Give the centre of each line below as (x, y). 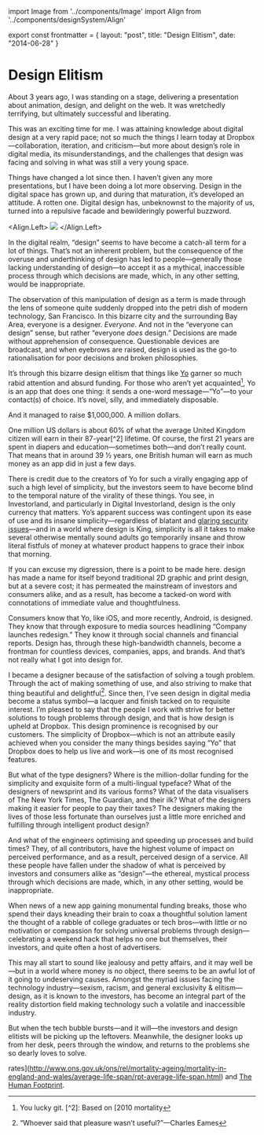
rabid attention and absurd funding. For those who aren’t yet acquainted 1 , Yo (132, 382)
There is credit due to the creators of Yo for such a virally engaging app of (128, 478)
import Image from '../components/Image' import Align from (105, 11)
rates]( (19, 1068)
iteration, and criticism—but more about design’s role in (150, 146)
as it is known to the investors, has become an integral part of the (140, 996)
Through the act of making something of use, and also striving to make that (130, 683)
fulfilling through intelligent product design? (79, 825)
